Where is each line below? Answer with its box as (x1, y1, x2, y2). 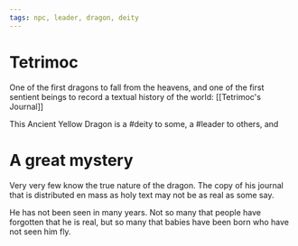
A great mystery (9, 150, 134, 170)
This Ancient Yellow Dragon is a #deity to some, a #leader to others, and (9, 118, 279, 129)
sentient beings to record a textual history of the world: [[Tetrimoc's (9, 91, 262, 102)
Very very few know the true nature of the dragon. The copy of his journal (9, 179, 284, 190)
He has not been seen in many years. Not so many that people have (9, 206, 262, 217)
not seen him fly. (9, 226, 71, 237)
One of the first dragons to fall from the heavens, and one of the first (9, 82, 265, 93)
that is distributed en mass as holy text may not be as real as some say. (9, 189, 275, 200)
